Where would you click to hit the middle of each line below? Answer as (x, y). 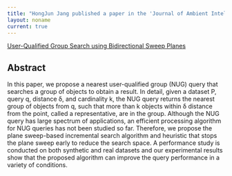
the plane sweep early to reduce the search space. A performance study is (114, 143)
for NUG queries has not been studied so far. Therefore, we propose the (110, 128)
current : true (28, 26)
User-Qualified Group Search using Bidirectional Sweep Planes (97, 46)
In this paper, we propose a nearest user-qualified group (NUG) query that (113, 84)
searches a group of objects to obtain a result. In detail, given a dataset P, (112, 92)
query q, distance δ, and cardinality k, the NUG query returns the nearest (111, 99)
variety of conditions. (37, 165)
